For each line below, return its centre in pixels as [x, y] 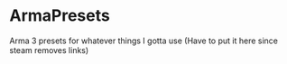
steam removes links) [49, 50]
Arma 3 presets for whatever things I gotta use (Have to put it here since [143, 41]
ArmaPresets [60, 16]
